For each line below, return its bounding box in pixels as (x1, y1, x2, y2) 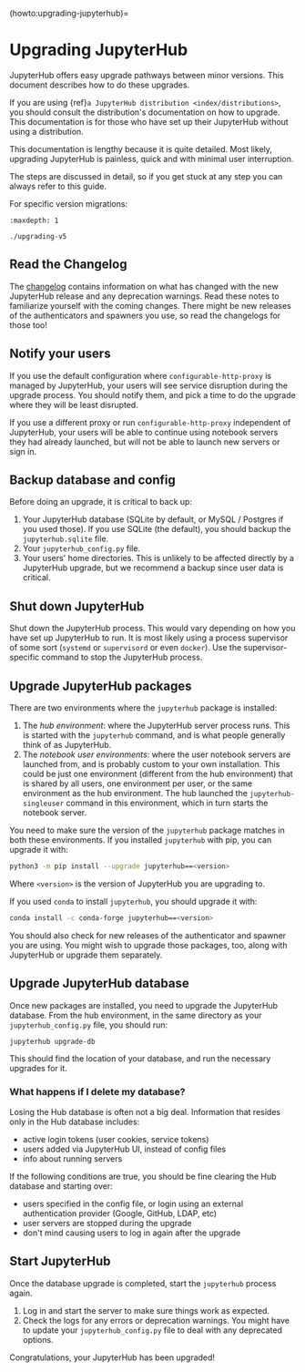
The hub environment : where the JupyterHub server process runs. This (22, 720, 290, 731)
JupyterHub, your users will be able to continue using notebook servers (9, 426, 279, 437)
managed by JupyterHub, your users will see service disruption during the (9, 380, 289, 391)
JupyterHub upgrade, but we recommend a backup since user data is (22, 562, 284, 573)
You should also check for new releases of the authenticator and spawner (9, 929, 287, 941)
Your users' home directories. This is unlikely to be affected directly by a (22, 553, 294, 564)
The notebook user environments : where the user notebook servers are (22, 749, 291, 760)
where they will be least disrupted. (9, 399, 138, 410)
